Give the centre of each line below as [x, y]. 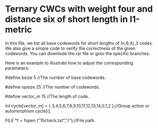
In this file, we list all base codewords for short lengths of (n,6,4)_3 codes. [79, 43]
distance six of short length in [66, 19]
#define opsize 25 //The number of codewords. [53, 87]
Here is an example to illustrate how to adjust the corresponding [69, 63]
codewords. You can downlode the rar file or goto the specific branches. [78, 53]
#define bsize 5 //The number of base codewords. [55, 77]
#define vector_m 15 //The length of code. [47, 96]
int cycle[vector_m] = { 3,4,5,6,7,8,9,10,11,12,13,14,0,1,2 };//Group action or [77, 106]
